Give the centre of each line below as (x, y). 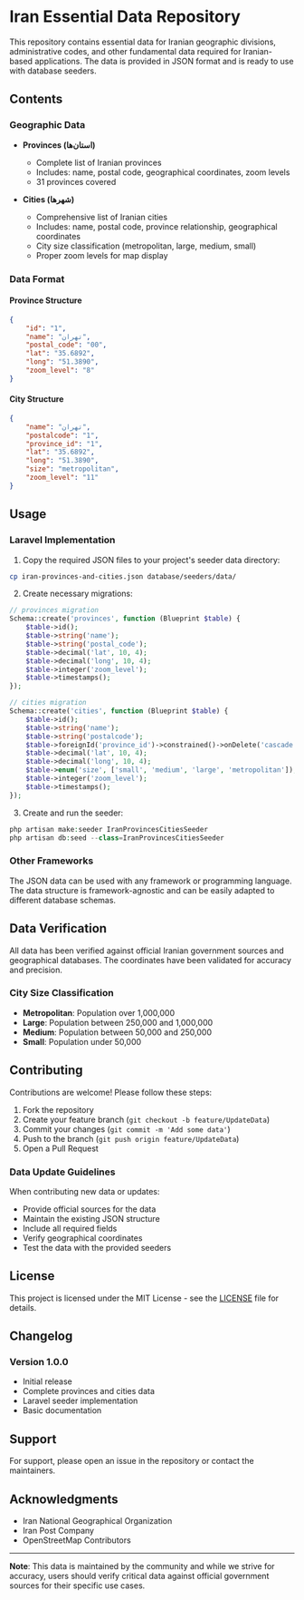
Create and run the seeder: (73, 813)
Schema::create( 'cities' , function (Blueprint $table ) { (119, 711)
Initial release (47, 1381)
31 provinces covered (76, 181)
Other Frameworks (52, 861)
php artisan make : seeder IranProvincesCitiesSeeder (109, 829)
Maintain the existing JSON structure (91, 1218)
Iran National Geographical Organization (97, 1521)
